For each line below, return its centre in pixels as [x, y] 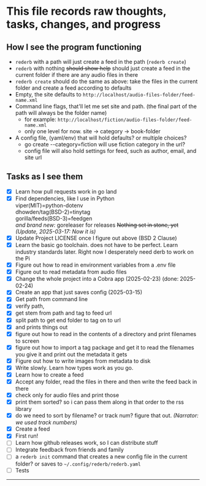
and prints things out [41, 327]
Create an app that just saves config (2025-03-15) [79, 292]
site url [33, 157]
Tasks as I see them [45, 177]
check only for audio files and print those [67, 395]
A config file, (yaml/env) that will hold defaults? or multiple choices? [101, 138]
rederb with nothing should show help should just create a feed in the [103, 68]
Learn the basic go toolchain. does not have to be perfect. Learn [97, 245]
